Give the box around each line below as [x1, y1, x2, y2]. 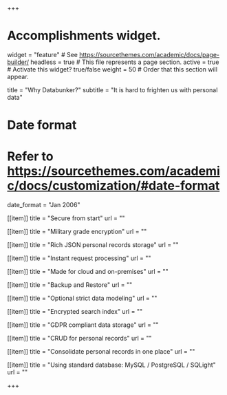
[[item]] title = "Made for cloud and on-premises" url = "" [7, 268, 169, 276]
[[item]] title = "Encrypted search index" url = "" [7, 308, 143, 316]
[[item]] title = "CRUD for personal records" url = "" [7, 334, 153, 343]
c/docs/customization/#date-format [7, 178, 220, 193]
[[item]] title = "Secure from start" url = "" [7, 214, 125, 222]
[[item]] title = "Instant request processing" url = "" [7, 254, 151, 262]
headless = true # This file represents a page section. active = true [30, 58, 219, 66]
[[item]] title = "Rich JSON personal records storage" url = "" [7, 241, 179, 249]
